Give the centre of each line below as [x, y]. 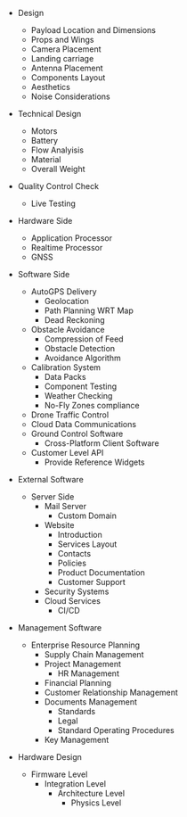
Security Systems [77, 591]
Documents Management [91, 702]
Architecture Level [91, 793]
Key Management [77, 740]
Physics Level [96, 803]
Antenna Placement [67, 68]
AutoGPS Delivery [64, 292]
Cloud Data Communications [83, 424]
